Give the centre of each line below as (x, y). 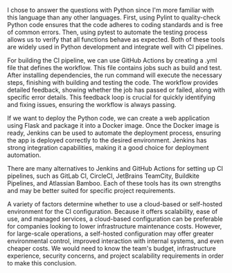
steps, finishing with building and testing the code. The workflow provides (113, 82)
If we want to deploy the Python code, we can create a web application (108, 118)
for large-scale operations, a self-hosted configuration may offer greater (110, 233)
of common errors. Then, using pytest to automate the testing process (107, 32)
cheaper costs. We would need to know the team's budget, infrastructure (111, 248)
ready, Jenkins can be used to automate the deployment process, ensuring (114, 133)
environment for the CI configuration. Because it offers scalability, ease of (113, 212)
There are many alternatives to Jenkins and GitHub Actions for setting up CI (115, 168)
